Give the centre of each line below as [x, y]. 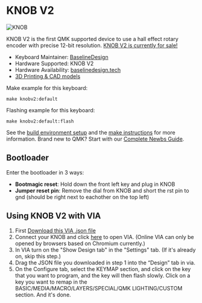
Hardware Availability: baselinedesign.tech [68, 69]
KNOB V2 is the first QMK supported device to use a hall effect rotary [93, 39]
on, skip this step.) [38, 256]
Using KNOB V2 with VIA [54, 216]
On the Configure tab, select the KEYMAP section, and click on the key [103, 269]
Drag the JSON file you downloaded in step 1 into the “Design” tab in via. [105, 263]
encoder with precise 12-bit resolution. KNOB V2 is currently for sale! [92, 45]
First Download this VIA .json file [55, 231]
